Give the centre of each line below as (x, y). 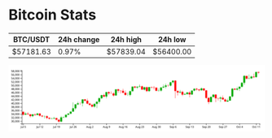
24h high (126, 40)
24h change (79, 40)
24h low (172, 40)
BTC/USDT (32, 40)
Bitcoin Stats (53, 15)
